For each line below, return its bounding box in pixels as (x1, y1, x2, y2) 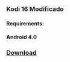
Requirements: (6, 20, 44, 27)
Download (6, 49, 37, 57)
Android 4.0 (6, 34, 37, 41)
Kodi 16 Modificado (6, 5, 65, 13)
